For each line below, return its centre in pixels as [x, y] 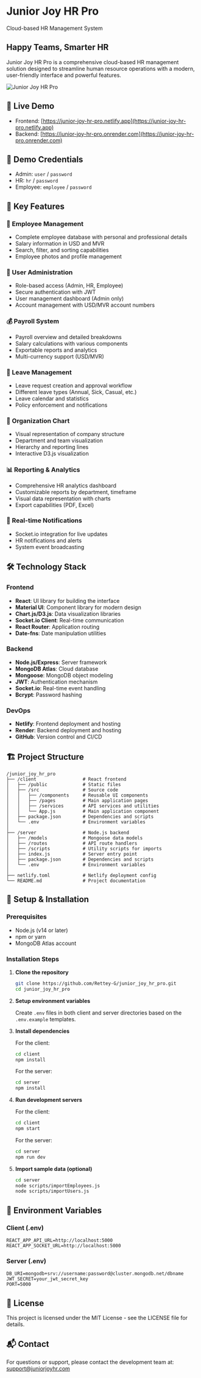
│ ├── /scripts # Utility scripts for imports [84, 848]
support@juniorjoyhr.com [38, 1368]
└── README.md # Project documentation [76, 881]
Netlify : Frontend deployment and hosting [68, 724]
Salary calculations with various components [71, 343]
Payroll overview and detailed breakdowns [68, 337]
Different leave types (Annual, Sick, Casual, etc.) [76, 392]
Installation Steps [33, 959]
